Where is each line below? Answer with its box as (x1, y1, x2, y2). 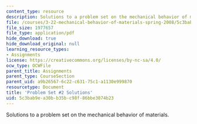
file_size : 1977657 (6, 24, 54, 31)
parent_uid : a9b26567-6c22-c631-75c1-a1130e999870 (6, 79, 133, 85)
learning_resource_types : (6, 47, 69, 52)
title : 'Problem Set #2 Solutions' (6, 90, 93, 95)
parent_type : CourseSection (6, 73, 75, 79)
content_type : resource (6, 8, 64, 15)
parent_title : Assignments (6, 68, 72, 74)
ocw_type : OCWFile (6, 62, 51, 69)
